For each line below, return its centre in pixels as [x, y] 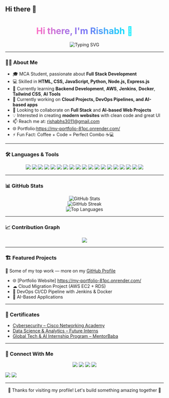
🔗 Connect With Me [29, 354]
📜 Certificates [22, 315]
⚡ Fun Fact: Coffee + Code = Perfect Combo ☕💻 [63, 134]
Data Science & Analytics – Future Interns [55, 331]
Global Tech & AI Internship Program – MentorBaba [65, 336]
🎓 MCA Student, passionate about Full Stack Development [74, 74]
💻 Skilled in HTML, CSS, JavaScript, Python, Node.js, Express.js [81, 81]
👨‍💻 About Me [21, 62]
